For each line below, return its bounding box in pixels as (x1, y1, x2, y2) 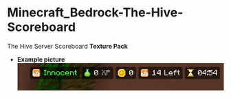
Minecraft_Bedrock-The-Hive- (7, 5, 184, 21)
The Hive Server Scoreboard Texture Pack (7, 42, 129, 50)
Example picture (16, 55, 65, 63)
